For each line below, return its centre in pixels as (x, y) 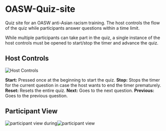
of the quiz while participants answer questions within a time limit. (72, 28)
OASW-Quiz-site (40, 9)
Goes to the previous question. (36, 95)
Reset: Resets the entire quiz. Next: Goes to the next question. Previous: (80, 90)
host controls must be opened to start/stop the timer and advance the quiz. (82, 43)
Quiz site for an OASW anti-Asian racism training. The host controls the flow (83, 23)
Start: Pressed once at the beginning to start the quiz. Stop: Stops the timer (83, 80)
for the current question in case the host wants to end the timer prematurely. (83, 85)
